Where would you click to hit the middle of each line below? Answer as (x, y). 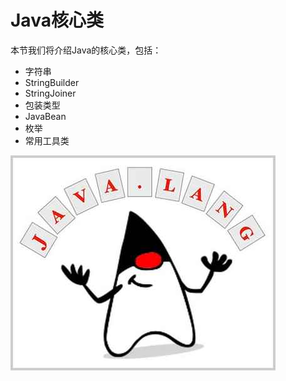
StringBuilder (52, 82)
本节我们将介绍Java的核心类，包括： (86, 50)
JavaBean (45, 116)
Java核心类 (57, 20)
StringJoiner (50, 93)
